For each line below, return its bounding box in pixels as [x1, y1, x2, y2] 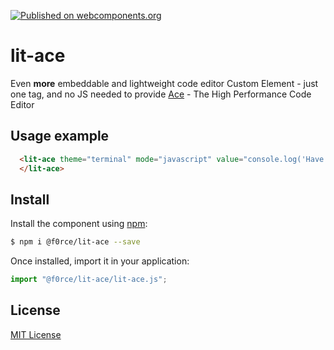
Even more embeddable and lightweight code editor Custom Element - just [10, 77, 319, 89]
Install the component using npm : [10, 218, 148, 230]
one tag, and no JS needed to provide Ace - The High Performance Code [10, 88, 312, 100]
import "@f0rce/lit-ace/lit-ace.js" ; [10, 275, 168, 285]
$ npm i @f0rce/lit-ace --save [10, 237, 141, 247]
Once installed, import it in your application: [10, 255, 190, 267]
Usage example [10, 128, 110, 145]
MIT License [10, 328, 62, 340]
